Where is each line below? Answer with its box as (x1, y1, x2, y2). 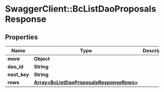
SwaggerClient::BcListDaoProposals (5, 3, 156, 15)
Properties (5, 33, 38, 41)
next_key (7, 71, 29, 78)
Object (34, 56, 50, 62)
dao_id (7, 63, 23, 70)
